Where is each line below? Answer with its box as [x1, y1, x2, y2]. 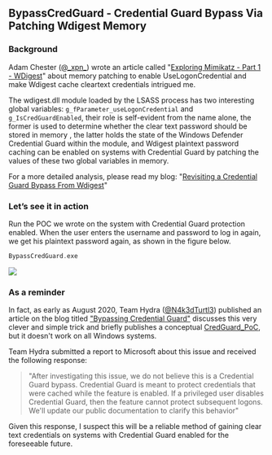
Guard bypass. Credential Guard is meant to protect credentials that [28, 380, 257, 390]
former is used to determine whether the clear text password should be [8, 121, 248, 131]
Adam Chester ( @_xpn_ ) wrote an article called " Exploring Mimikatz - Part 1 [8, 62, 261, 72]
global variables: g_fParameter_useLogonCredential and [8, 103, 194, 113]
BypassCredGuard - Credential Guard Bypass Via [8, 7, 263, 20]
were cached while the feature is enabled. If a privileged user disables [28, 388, 265, 398]
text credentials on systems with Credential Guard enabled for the [8, 431, 230, 440]
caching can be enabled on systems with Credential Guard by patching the [8, 147, 259, 157]
